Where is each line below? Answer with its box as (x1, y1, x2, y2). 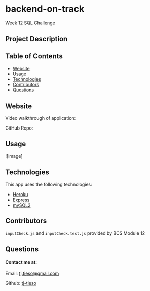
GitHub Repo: (5, 125, 33, 131)
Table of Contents (5, 52, 63, 60)
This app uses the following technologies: (5, 181, 92, 187)
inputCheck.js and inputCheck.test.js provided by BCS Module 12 (5, 230, 145, 236)
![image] (5, 153, 23, 159)
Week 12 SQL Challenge (5, 20, 56, 26)
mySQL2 (12, 202, 31, 208)
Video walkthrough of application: (5, 115, 76, 121)
